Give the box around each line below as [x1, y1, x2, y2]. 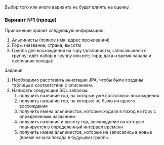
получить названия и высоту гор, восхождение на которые [19, 119, 144, 125]
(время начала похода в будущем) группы [19, 135, 109, 141]
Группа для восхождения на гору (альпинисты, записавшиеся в [11, 48, 147, 54]
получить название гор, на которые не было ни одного [19, 98, 135, 104]
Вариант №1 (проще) [4, 16, 57, 23]
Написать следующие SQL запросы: [11, 87, 89, 93]
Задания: [4, 67, 24, 73]
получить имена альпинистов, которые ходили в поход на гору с [19, 108, 157, 115]
